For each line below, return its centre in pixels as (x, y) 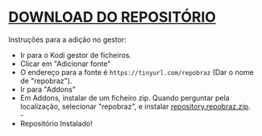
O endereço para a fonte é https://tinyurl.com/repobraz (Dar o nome (137, 72)
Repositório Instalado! (56, 123)
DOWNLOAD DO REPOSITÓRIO (112, 17)
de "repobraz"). (46, 80)
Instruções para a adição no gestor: (67, 39)
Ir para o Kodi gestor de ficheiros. (75, 55)
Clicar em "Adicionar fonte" (65, 64)
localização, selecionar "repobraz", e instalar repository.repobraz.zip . (135, 106)
